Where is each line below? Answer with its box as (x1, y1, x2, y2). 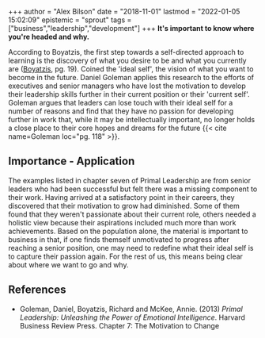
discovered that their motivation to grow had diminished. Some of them (8, 201, 240, 210)
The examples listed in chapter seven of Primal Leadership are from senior (8, 175, 252, 185)
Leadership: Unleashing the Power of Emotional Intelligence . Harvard (19, 313, 245, 322)
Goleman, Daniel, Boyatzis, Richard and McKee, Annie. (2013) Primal (19, 304, 243, 313)
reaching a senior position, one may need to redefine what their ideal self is (8, 243, 254, 252)
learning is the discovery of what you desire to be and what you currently (8, 56, 247, 65)
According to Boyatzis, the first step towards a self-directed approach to (8, 48, 244, 56)
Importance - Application (8, 155, 135, 168)
